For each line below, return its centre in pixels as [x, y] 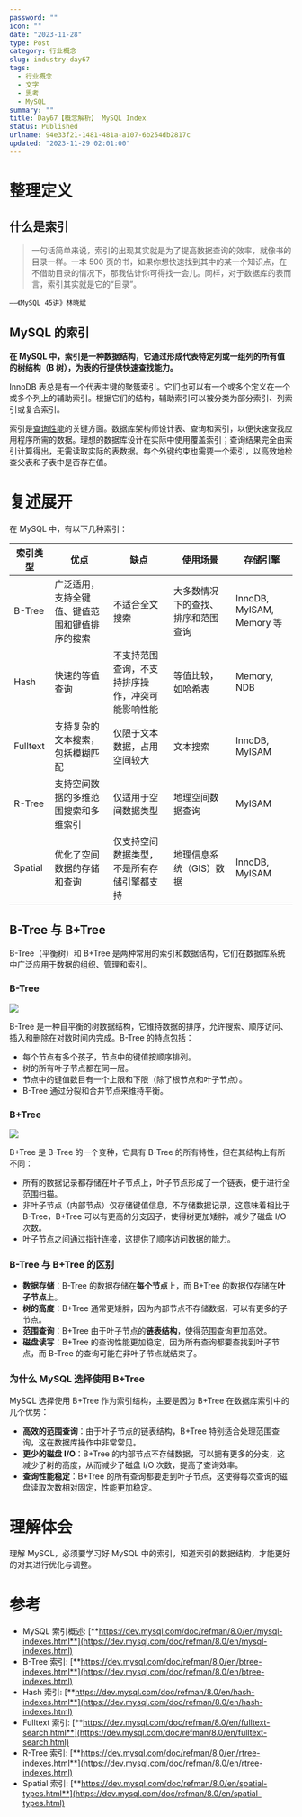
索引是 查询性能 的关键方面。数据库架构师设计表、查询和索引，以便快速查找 [147, 428]
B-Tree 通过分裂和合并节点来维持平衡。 [95, 1090]
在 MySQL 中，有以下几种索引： [69, 528]
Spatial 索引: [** [52, 1784]
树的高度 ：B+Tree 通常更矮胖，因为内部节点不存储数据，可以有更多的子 [155, 1308]
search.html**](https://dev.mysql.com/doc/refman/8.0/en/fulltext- [145, 1733]
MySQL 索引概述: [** [61, 1631]
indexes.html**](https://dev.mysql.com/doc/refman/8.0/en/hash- [142, 1702]
